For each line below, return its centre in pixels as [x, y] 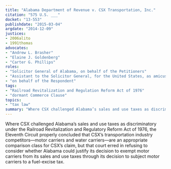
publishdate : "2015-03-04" [34, 24]
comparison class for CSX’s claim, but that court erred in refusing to [77, 145]
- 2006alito [18, 39]
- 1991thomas [19, 43]
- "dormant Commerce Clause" [36, 95]
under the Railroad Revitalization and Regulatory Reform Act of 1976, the [81, 129]
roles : [12, 67]
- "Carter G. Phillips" [31, 62]
